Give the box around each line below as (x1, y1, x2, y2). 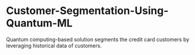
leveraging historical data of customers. (6, 42, 102, 49)
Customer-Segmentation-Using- (6, 4, 169, 18)
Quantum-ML (6, 16, 73, 30)
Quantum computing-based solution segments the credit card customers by (6, 36, 190, 43)
